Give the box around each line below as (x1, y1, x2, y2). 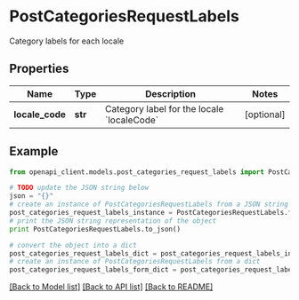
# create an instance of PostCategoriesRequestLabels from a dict (9, 257, 261, 266)
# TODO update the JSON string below (9, 184, 149, 193)
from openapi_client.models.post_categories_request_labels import (9, 167, 265, 177)
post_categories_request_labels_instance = (9, 209, 174, 217)
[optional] (244, 108, 286, 121)
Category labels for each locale (9, 36, 125, 46)
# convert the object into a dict (9, 241, 138, 249)
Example (9, 144, 59, 159)
